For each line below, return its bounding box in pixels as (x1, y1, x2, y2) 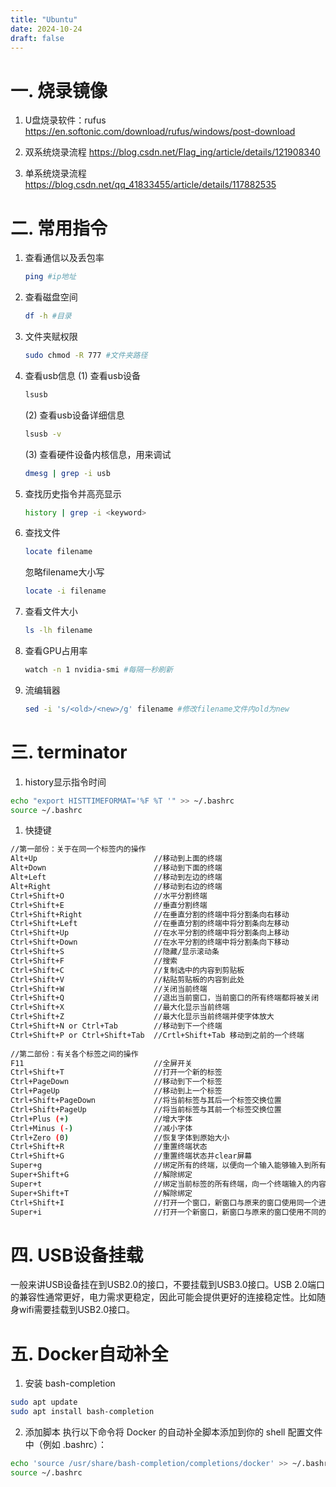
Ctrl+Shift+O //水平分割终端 (10, 891, 208, 901)
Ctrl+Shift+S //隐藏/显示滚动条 (10, 947, 220, 957)
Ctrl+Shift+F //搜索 (10, 956, 178, 966)
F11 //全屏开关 (10, 1058, 193, 1068)
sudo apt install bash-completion (10, 1407, 155, 1417)
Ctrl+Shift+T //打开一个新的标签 (10, 1067, 223, 1078)
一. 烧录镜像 (10, 79, 108, 102)
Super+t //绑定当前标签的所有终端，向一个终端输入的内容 (10, 1179, 327, 1189)
